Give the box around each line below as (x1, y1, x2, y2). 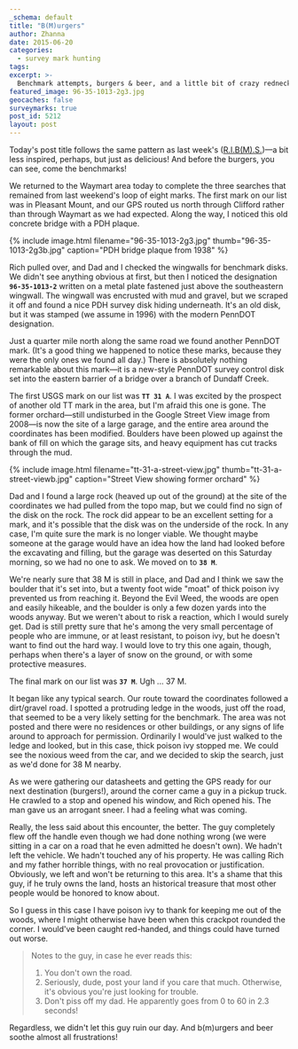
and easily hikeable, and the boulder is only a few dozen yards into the (9, 602, 267, 613)
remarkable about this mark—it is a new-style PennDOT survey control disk (9, 364, 285, 374)
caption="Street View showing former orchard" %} (74, 474, 261, 484)
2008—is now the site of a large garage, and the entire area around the (9, 419, 269, 429)
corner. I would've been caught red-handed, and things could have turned (9, 924, 280, 934)
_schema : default (9, 12, 74, 22)
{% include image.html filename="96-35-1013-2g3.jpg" (9, 236, 211, 246)
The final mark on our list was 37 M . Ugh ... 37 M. (9, 676, 187, 686)
